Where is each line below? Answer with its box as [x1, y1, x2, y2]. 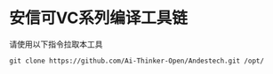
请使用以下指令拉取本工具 [9, 39, 103, 49]
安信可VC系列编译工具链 [9, 8, 189, 28]
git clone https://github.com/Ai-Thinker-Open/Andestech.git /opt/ [9, 56, 265, 65]
